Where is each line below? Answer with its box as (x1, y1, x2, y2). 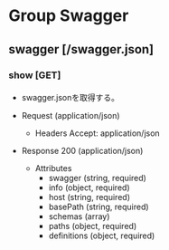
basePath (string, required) (48, 201, 150, 213)
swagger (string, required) (48, 173, 146, 184)
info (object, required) (48, 182, 130, 193)
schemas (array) (48, 211, 110, 222)
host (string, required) (48, 192, 130, 203)
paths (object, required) (48, 221, 137, 232)
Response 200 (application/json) (21, 146, 144, 157)
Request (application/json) (21, 111, 120, 121)
